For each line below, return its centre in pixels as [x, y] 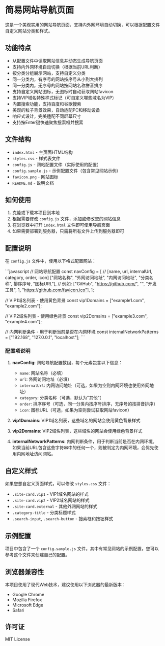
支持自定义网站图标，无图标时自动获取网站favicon [63, 91]
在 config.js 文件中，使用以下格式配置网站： [51, 261]
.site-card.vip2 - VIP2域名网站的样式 [51, 500]
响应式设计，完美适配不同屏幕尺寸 [47, 116]
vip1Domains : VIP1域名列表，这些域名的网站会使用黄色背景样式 [76, 421]
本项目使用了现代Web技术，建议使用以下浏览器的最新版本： [66, 584]
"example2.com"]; [24, 306]
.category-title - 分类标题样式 [44, 512]
